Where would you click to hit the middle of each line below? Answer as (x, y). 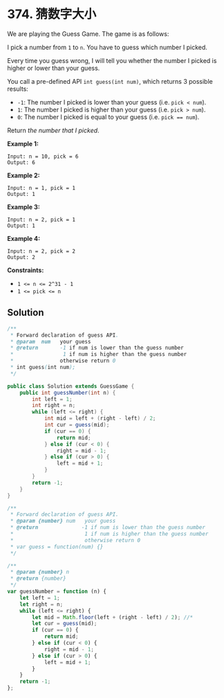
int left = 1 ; (52, 399)
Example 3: (24, 207)
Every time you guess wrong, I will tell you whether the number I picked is (112, 60)
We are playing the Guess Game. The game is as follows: (88, 34)
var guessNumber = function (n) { (57, 591)
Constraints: (26, 270)
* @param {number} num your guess (63, 521)
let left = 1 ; (40, 598)
